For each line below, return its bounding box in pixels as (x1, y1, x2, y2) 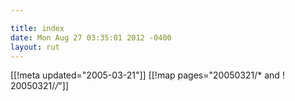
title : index (10, 23, 65, 33)
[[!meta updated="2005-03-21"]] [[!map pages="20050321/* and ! (10, 69, 285, 81)
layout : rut (10, 42, 60, 52)
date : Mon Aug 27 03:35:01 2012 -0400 (10, 32, 172, 43)
